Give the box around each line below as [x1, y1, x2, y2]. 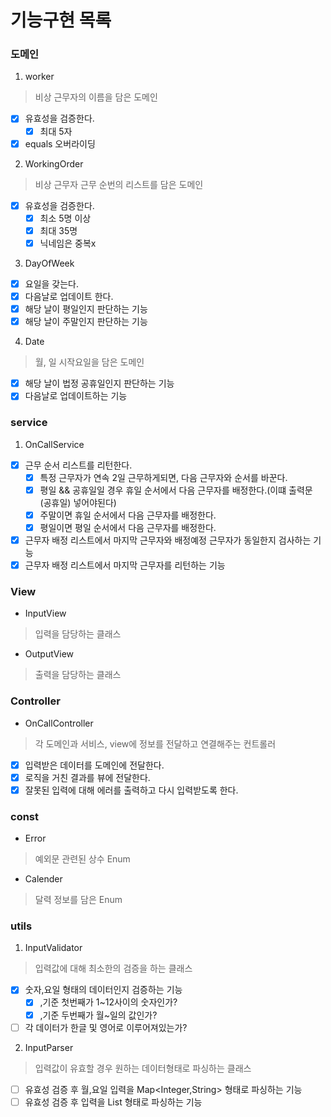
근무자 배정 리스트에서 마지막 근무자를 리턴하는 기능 [24, 559, 226, 571]
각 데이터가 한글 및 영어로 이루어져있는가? [24, 1021, 188, 1033]
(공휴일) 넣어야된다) [39, 496, 117, 508]
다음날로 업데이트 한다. [24, 290, 114, 302]
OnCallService [24, 438, 85, 450]
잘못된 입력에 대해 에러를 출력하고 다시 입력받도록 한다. [24, 784, 239, 796]
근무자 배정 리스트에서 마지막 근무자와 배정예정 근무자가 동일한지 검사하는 [24, 534, 312, 546]
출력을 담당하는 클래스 [34, 669, 122, 681]
